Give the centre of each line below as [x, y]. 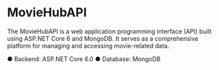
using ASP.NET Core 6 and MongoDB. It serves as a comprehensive [103, 38]
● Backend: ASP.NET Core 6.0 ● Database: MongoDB [84, 58]
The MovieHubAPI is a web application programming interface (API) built [109, 31]
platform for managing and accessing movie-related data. [88, 46]
